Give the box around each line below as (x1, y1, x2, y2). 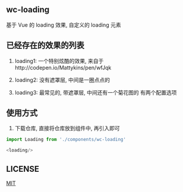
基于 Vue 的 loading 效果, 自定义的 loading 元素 (6, 21, 121, 29)
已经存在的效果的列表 (6, 40, 84, 51)
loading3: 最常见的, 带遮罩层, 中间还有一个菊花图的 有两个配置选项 (14, 89, 177, 96)
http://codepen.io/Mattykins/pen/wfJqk (14, 64, 112, 71)
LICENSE (6, 163, 40, 174)
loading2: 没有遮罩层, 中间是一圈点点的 (14, 76, 110, 83)
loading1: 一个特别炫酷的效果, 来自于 (14, 57, 104, 64)
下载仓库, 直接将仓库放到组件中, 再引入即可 (14, 125, 120, 132)
